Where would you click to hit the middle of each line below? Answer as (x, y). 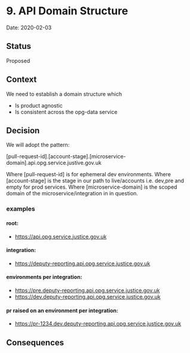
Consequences (35, 343)
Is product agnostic (39, 105)
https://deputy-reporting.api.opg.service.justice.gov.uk (82, 263)
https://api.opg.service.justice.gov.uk (61, 237)
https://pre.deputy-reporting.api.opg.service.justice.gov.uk (87, 290)
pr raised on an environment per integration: (62, 310)
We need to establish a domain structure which (64, 94)
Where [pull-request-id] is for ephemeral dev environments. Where (89, 174)
